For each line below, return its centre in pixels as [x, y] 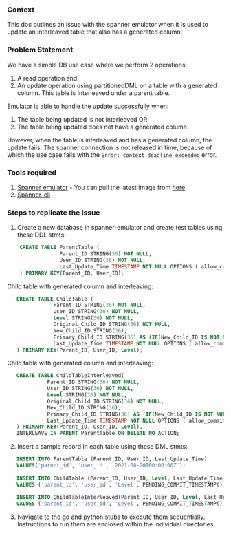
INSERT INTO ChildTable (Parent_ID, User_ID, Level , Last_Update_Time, [121, 478]
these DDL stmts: [42, 235]
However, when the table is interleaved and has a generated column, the [110, 140]
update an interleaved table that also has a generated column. [95, 32]
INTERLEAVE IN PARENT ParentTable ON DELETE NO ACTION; [98, 434]
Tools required [32, 172]
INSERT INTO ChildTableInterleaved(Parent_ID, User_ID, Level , [109, 498]
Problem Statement [40, 50]
